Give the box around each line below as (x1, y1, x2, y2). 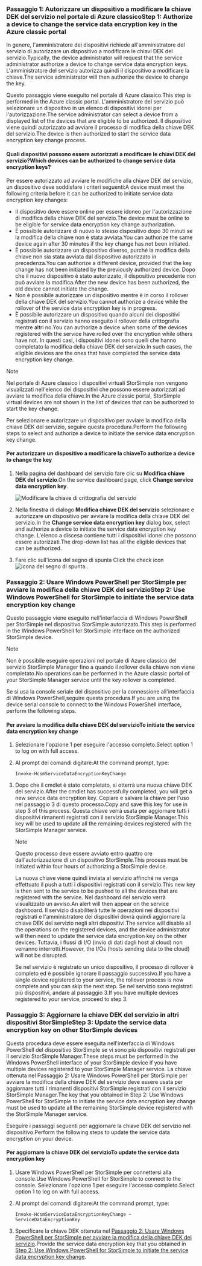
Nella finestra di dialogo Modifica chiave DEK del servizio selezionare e (14, 506, 195, 513)
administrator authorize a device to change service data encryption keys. (6, 61, 188, 68)
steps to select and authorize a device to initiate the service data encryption (6, 429, 195, 437)
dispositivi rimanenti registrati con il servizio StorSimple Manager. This (14, 813, 189, 821)
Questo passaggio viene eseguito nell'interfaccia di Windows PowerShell (6, 614, 188, 622)
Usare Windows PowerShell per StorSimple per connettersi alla (14, 1169, 172, 1176)
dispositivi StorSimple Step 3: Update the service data (6, 1018, 167, 1027)
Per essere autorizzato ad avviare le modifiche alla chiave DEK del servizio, (6, 177, 193, 184)
